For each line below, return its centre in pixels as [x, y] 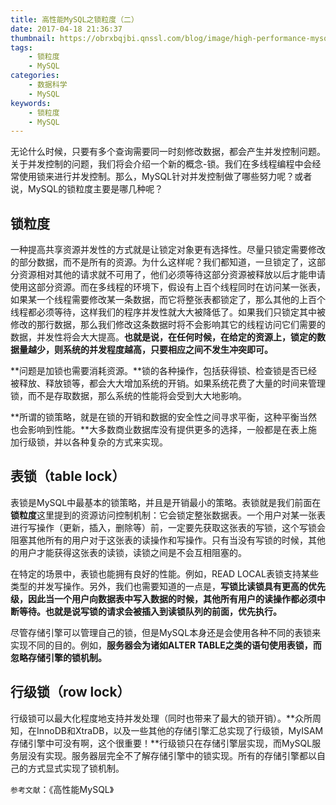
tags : [21, 47]
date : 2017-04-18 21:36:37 [66, 29]
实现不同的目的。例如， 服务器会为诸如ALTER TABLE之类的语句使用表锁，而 [166, 645]
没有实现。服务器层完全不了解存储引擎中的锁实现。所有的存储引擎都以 [172, 755]
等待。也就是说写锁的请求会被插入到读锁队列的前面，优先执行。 [150, 611]
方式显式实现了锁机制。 [76, 768]
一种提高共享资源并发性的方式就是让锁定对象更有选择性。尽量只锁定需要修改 [168, 250]
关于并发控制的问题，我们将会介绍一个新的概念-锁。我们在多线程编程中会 [161, 164]
